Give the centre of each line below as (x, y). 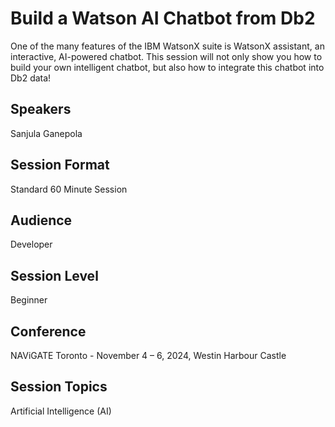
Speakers (41, 109)
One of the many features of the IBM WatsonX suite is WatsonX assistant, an (167, 46)
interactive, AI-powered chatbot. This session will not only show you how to (166, 56)
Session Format (60, 165)
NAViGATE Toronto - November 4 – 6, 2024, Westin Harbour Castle (148, 355)
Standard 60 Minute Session (69, 189)
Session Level (54, 275)
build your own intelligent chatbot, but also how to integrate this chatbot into (167, 67)
